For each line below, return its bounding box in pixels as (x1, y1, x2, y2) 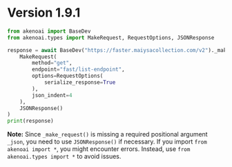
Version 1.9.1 (7, 5, 81, 21)
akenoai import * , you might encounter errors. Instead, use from (7, 145, 191, 153)
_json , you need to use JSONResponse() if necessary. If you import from (7, 137, 207, 146)
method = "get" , (32, 60, 72, 67)
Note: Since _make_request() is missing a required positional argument (7, 130, 209, 139)
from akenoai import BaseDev (7, 28, 91, 35)
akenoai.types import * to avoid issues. (7, 152, 122, 161)
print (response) (7, 118, 54, 125)
